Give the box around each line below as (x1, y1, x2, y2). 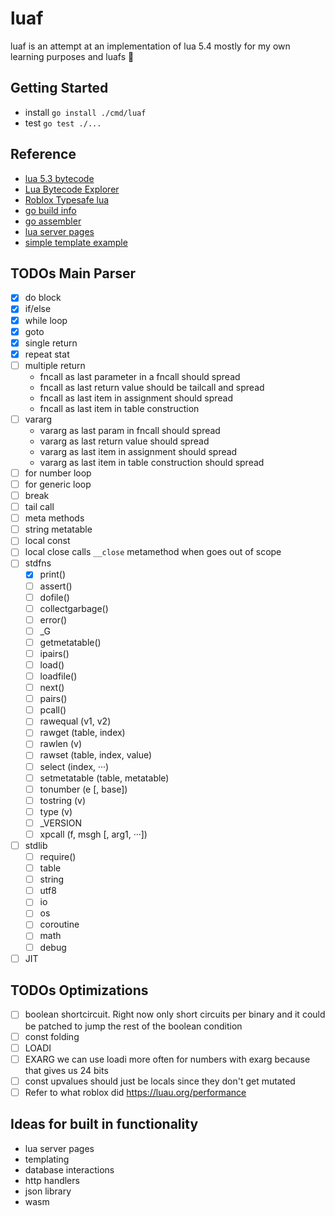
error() (39, 613, 68, 626)
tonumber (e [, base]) (39, 783, 128, 795)
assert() (39, 580, 73, 592)
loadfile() (39, 670, 78, 682)
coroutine (39, 918, 80, 931)
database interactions (24, 1163, 115, 1176)
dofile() (39, 591, 70, 603)
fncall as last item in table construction (39, 402, 200, 414)
